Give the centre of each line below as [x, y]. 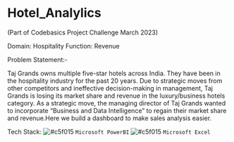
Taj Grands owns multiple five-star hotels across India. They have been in [114, 73]
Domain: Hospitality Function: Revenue [63, 46]
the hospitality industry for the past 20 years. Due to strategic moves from [115, 80]
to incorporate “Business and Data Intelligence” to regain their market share [117, 110]
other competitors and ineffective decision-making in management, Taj [110, 88]
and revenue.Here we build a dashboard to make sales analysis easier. [110, 118]
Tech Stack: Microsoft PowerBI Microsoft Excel [109, 131]
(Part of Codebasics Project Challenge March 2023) [83, 32]
